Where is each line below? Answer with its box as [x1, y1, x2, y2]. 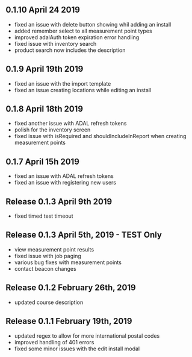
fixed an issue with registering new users [14, 179, 117, 186]
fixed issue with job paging [14, 252, 82, 259]
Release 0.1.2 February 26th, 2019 [5, 283, 136, 293]
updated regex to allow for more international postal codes [14, 332, 160, 340]
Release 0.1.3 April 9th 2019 [5, 196, 113, 207]
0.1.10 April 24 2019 [5, 5, 81, 15]
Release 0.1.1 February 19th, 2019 [5, 316, 132, 326]
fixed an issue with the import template [14, 80, 111, 87]
